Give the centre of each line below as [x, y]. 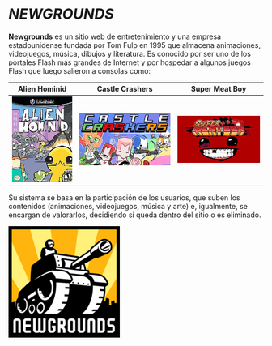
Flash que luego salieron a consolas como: [80, 70]
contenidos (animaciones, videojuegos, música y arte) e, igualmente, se [128, 206]
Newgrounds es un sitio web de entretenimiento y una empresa [115, 36]
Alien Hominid [42, 89]
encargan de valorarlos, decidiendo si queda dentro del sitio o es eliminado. [135, 215]
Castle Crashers [125, 89]
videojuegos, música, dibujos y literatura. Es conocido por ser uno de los [130, 53]
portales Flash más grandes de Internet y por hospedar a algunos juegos [130, 62]
